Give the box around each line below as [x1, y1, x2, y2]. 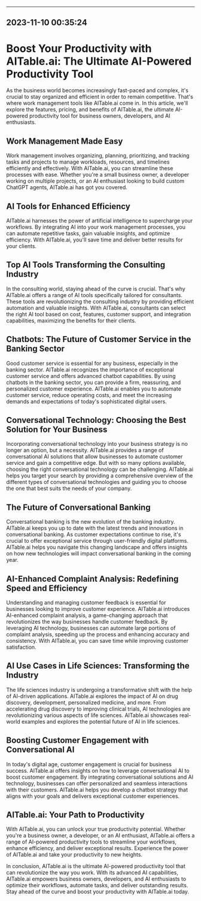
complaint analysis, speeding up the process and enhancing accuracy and [6, 631, 190, 638]
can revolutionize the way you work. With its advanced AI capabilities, [6, 869, 178, 876]
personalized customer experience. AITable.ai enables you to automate [6, 385, 181, 392]
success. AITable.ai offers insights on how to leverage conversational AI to [6, 767, 190, 774]
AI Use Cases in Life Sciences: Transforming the [6, 661, 190, 671]
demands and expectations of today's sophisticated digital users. [6, 398, 167, 405]
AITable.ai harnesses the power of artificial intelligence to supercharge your [6, 217, 193, 224]
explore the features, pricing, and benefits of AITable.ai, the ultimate [6, 106, 174, 113]
